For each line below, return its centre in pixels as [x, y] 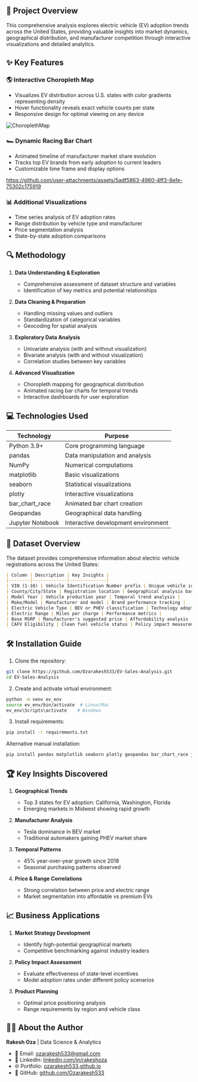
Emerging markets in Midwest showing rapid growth [87, 809]
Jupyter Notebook [34, 522]
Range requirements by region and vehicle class [82, 1009]
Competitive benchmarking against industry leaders [86, 951]
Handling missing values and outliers [68, 313]
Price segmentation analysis [49, 230]
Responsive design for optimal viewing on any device [79, 114]
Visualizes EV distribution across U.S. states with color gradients [93, 95]
